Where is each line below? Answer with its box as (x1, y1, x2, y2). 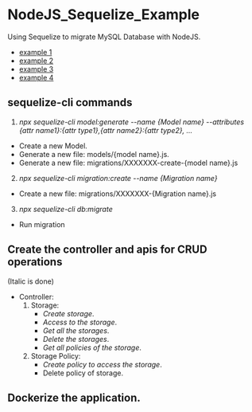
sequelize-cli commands (7, 96, 133, 109)
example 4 (18, 73, 54, 82)
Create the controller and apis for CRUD (7, 243, 207, 257)
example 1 (18, 47, 52, 57)
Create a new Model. (18, 141, 88, 151)
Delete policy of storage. (42, 368, 124, 378)
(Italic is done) (7, 277, 55, 286)
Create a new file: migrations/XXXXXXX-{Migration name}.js (18, 189, 216, 198)
